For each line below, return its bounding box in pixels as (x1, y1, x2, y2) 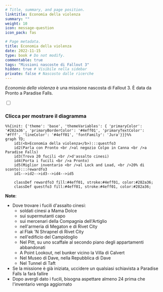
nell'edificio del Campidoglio (19, 234, 78, 240)
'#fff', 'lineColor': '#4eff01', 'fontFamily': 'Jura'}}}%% (5, 132, 132, 137)
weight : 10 (5, 21, 28, 26)
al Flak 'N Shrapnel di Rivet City (19, 229, 84, 235)
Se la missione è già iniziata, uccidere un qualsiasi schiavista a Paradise (12, 265, 159, 272)
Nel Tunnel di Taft (19, 260, 56, 266)
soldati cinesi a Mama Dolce (19, 208, 78, 214)
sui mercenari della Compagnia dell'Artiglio (19, 218, 107, 224)
